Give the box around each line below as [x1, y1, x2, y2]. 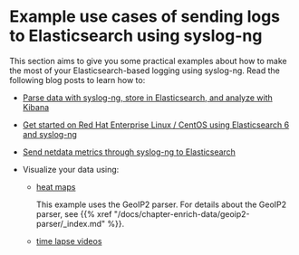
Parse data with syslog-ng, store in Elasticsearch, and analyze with [22, 92, 274, 103]
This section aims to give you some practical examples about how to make [9, 55, 287, 66]
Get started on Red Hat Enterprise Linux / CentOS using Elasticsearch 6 [22, 119, 290, 130]
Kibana [22, 101, 50, 112]
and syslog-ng [22, 128, 77, 139]
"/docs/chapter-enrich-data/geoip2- [113, 208, 251, 219]
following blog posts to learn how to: [9, 74, 146, 85]
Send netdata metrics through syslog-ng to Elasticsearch [22, 146, 236, 157]
